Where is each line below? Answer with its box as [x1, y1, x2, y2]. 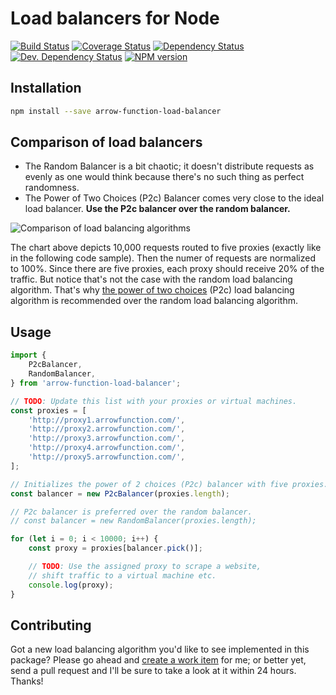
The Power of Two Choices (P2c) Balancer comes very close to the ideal [24, 192, 325, 204]
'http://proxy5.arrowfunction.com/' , [28, 452, 186, 462]
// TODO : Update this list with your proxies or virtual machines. [10, 396, 298, 406]
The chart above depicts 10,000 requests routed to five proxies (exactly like [10, 242, 322, 254]
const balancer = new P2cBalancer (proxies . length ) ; [10, 488, 230, 499]
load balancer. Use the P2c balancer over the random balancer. [24, 203, 291, 215]
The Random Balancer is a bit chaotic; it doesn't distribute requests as [24, 160, 315, 172]
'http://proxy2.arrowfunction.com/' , [28, 424, 186, 434]
